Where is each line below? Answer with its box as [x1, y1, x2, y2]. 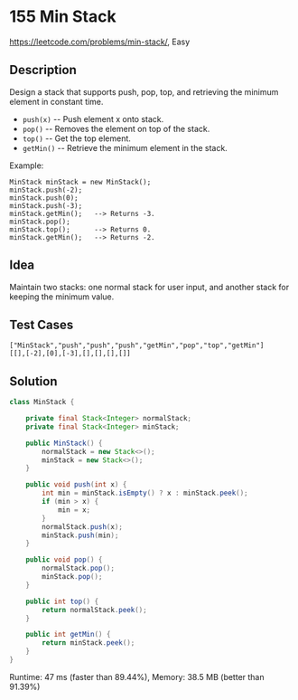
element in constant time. [9, 96, 104, 107]
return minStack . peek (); [42, 639, 135, 648]
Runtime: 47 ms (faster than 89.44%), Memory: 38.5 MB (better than [9, 671, 265, 682]
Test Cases [9, 317, 74, 332]
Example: [9, 160, 44, 171]
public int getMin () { [25, 630, 111, 639]
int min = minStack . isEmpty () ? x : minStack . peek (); [42, 488, 248, 498]
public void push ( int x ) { [25, 480, 127, 489]
